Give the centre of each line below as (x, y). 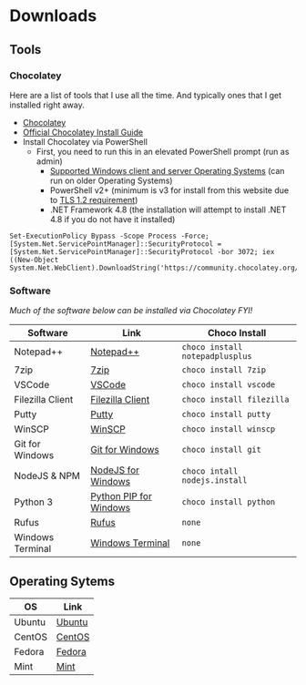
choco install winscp (229, 429)
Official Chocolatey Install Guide (83, 132)
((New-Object (34, 260)
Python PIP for (121, 496)
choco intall (210, 471)
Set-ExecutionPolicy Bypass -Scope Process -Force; (109, 236)
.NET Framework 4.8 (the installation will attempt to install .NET (168, 210)
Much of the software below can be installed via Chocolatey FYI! (131, 311)
